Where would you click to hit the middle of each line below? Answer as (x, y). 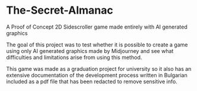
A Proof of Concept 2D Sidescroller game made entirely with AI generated (97, 27)
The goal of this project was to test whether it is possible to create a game (97, 45)
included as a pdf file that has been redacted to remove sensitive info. (92, 81)
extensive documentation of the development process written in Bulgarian (97, 75)
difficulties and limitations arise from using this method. (74, 57)
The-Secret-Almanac (60, 10)
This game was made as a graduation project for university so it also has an (99, 68)
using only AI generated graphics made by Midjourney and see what (90, 51)
